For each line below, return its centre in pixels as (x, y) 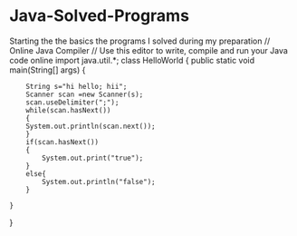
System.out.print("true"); (93, 158)
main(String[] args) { (48, 70)
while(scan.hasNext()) (68, 110)
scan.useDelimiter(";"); (72, 102)
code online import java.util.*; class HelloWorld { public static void (132, 60)
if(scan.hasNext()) (62, 142)
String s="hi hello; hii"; (77, 86)
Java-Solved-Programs (100, 16)
